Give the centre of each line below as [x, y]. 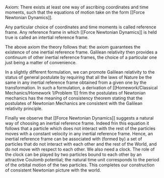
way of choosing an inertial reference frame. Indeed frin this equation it [77, 123]
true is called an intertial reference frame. [47, 37]
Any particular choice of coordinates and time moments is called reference [81, 27]
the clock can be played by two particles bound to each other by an [73, 154]
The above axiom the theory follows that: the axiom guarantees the [73, 47]
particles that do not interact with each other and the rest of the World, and [81, 144]
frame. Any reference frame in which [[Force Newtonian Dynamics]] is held [81, 32]
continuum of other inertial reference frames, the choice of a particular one [81, 57]
